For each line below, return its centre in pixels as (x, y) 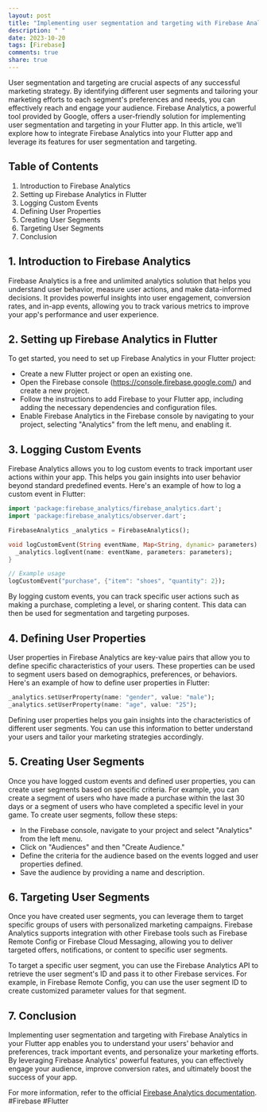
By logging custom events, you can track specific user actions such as (124, 596)
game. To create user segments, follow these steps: (93, 815)
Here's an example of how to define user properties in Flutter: (109, 682)
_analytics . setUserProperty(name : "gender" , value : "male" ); (112, 697)
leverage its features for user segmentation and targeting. (103, 141)
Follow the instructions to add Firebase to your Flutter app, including (132, 399)
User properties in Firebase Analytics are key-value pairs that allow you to (129, 657)
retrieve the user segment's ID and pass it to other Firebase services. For (128, 974)
